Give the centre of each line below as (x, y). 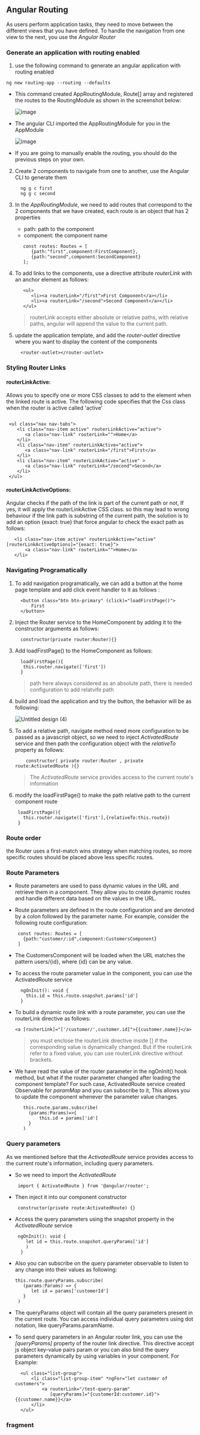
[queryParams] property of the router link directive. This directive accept (104, 1343)
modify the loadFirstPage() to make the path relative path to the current (103, 795)
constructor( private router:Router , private (85, 761)
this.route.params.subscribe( (61, 1108)
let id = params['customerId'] (70, 1291)
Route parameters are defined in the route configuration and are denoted (104, 910)
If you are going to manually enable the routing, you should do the (96, 153)
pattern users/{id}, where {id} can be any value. (73, 962)
